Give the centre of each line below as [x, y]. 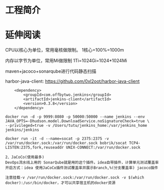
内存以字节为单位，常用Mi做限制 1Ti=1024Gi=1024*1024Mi [66, 61]
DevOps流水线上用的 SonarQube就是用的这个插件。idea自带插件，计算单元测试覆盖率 [82, 163]
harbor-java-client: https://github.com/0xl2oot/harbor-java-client [72, 81]
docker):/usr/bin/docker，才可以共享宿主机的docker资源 [60, 183]
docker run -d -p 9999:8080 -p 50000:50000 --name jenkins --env [75, 117]
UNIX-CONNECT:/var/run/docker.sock [103, 148]
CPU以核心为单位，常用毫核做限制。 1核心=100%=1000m [65, 50]
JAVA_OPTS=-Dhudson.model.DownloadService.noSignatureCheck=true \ [77, 121]
